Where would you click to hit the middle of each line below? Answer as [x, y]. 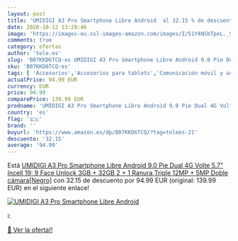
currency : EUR [28, 86]
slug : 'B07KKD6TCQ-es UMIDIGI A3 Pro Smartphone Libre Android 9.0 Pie [115, 60]
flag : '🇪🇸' [25, 119]
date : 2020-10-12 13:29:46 [47, 27]
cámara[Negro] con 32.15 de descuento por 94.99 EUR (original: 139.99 [112, 180]
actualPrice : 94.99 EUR [42, 80]
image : [17, 34]
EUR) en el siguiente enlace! [49, 188]
